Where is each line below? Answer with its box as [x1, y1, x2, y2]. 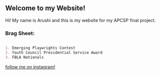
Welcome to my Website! [5, 4, 86, 12]
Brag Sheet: [5, 29, 35, 36]
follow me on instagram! [5, 63, 56, 69]
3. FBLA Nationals [5, 54, 44, 59]
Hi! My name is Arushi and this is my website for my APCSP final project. [5, 17, 156, 23]
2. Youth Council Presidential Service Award [5, 50, 102, 55]
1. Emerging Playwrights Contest [5, 45, 76, 50]
